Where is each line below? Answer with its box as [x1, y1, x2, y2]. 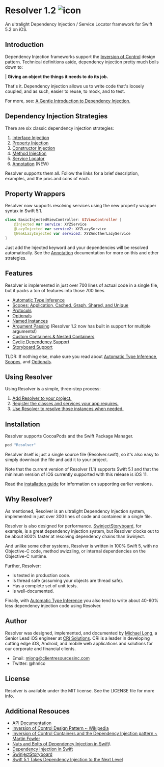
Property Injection [12, 140, 49, 146]
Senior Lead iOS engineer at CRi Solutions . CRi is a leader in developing [5, 635, 150, 641]
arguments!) [12, 328, 37, 334]
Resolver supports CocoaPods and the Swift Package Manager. [5, 433, 134, 439]
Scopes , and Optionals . [5, 358, 53, 364]
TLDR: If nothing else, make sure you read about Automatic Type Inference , [5, 354, 158, 359]
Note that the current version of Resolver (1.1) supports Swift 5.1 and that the [5, 466, 159, 472]
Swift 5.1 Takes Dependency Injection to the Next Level [12, 757, 123, 763]
